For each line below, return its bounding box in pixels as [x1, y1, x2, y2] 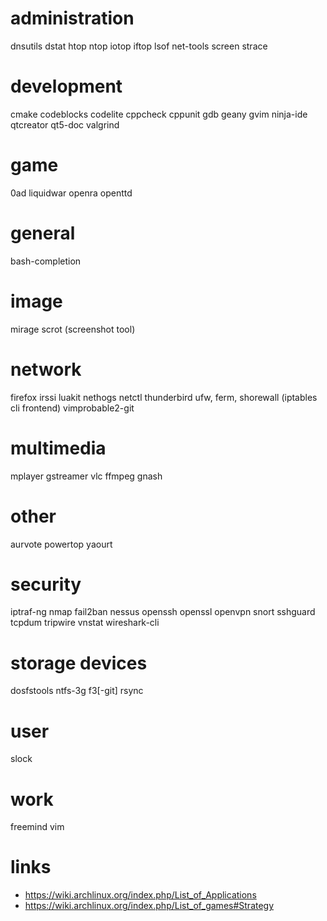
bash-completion [10, 255, 82, 267]
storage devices [10, 652, 148, 674]
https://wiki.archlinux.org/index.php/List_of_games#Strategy [24, 900, 275, 912]
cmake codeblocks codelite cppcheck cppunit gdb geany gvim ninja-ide [10, 108, 308, 120]
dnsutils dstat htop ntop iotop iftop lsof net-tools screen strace [10, 40, 268, 52]
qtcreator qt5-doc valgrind [10, 118, 120, 131]
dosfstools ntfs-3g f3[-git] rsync [10, 685, 144, 697]
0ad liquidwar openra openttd [10, 187, 133, 199]
